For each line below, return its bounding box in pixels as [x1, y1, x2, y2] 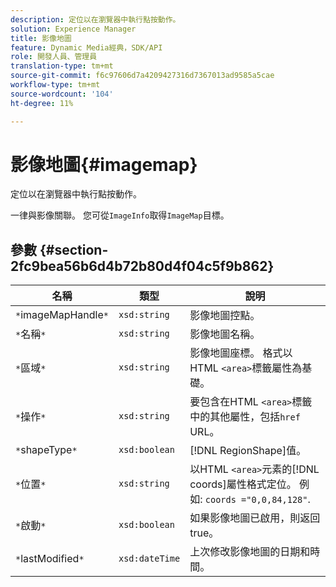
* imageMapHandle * [15, 308, 109, 322]
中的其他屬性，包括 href [189, 410, 301, 424]
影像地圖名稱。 [189, 327, 261, 341]
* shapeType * [15, 443, 78, 457]
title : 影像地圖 [10, 33, 72, 43]
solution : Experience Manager [10, 24, 137, 34]
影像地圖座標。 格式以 [189, 346, 293, 360]
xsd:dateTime [118, 553, 181, 565]
